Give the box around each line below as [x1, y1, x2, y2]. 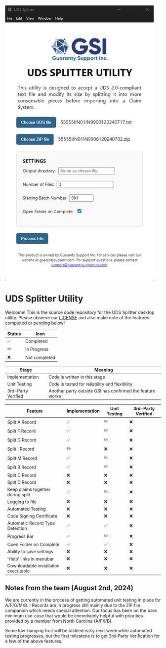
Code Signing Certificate [7, 513, 58, 519]
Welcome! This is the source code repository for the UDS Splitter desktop [5, 309, 155, 315]
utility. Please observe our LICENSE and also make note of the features [5, 314, 150, 320]
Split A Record [7, 419, 37, 425]
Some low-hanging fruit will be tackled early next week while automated [5, 627, 152, 633]
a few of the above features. [5, 638, 63, 644]
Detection [7, 525, 27, 531]
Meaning [94, 367, 113, 373]
